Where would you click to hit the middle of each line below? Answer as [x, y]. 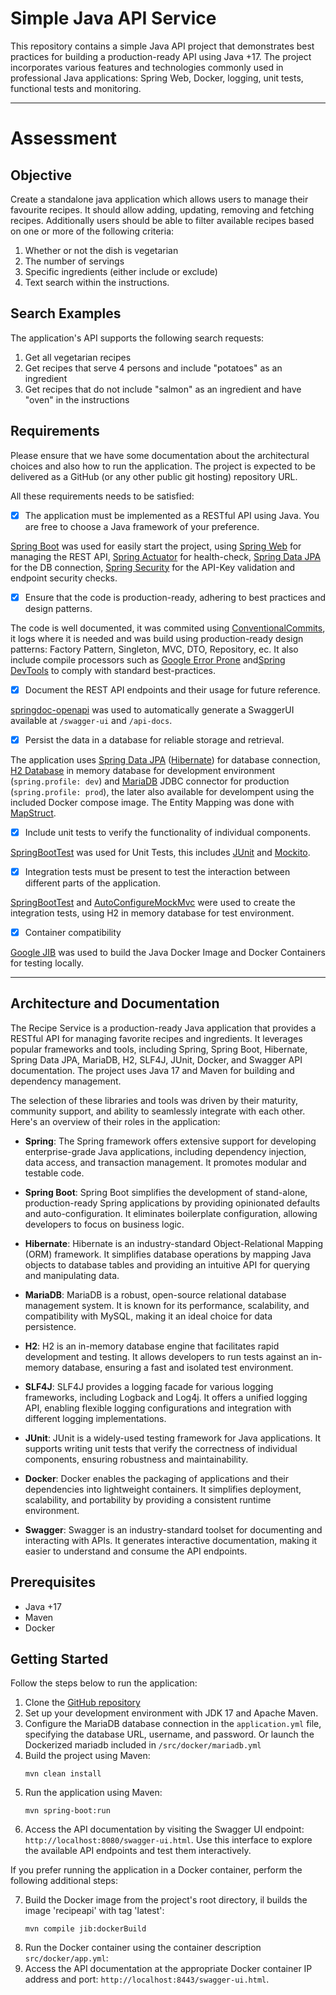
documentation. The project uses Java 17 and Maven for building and [152, 1070]
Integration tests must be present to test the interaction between [157, 871]
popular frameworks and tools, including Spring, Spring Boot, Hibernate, [159, 1049]
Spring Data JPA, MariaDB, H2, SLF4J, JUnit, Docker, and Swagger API [156, 1059]
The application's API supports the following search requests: [137, 338]
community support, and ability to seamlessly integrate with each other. [158, 1111]
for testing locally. [47, 963]
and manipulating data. [72, 1275]
